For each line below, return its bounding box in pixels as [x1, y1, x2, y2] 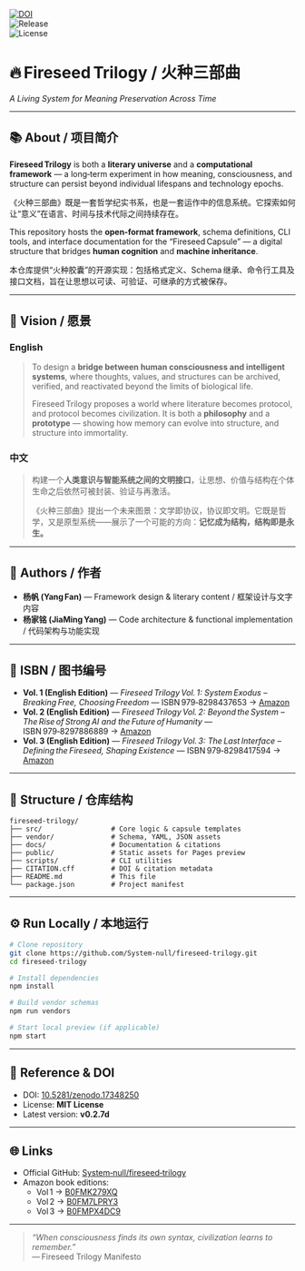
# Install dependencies [9, 973, 100, 982]
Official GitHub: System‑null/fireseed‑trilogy [22, 1168, 187, 1178]
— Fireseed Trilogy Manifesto [31, 1251, 142, 1262]
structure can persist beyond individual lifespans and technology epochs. [9, 178, 284, 189]
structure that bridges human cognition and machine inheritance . [9, 245, 259, 256]
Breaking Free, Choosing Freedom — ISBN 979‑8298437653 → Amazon [22, 697, 290, 708]
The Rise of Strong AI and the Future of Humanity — [22, 716, 213, 727]
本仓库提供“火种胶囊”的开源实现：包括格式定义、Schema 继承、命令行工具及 [9, 264, 295, 275]
